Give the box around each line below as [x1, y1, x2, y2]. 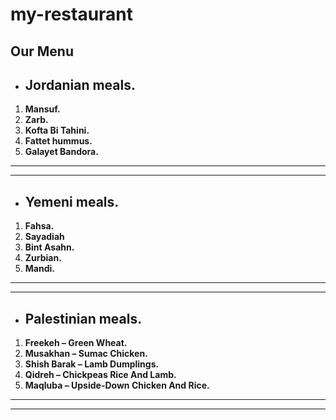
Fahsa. [24, 220, 55, 232]
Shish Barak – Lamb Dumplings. [24, 358, 160, 370]
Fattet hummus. [24, 135, 93, 147]
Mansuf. [24, 103, 61, 115]
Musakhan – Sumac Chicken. [24, 348, 148, 360]
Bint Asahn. [24, 241, 75, 253]
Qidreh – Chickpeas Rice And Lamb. [24, 369, 177, 381]
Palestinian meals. [24, 310, 143, 327]
